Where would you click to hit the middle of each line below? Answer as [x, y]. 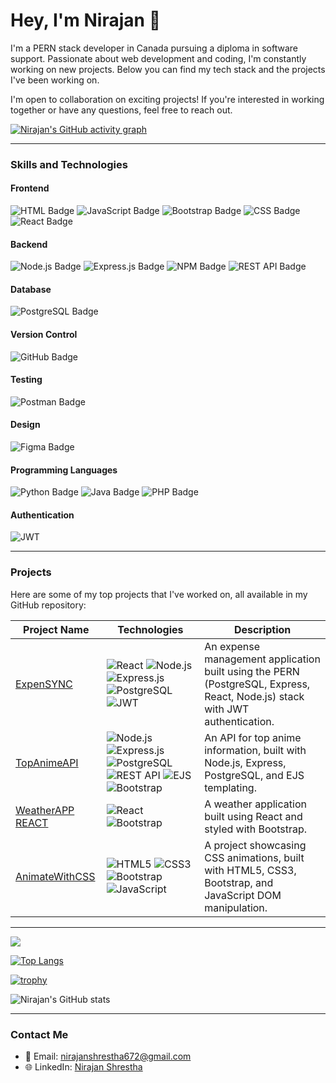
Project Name [56, 629]
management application [262, 659]
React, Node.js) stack [254, 696]
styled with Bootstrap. [256, 829]
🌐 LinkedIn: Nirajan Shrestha [83, 1067]
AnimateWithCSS [55, 876]
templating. [230, 787]
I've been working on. [55, 80]
